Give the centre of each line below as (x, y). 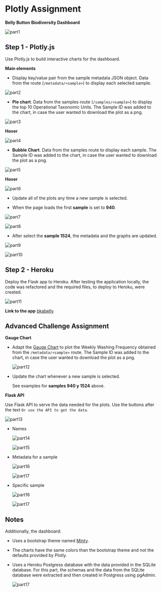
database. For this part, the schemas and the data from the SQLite (78, 570)
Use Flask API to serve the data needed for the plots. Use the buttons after (80, 405)
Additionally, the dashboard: (33, 531)
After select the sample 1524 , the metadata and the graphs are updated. (85, 236)
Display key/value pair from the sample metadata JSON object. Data (80, 78)
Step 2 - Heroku (29, 270)
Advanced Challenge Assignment (57, 326)
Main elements (20, 68)
